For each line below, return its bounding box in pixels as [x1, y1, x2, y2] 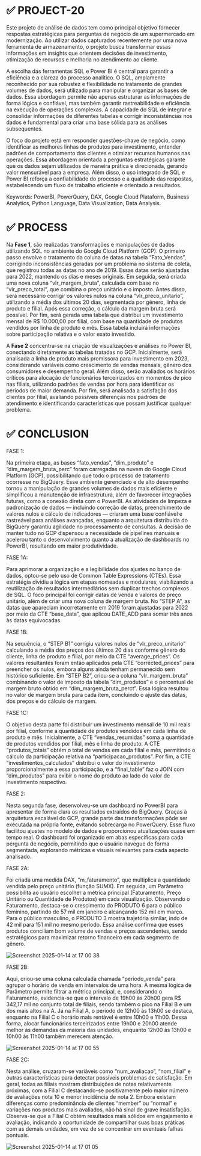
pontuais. [6, 1131, 29, 1139]
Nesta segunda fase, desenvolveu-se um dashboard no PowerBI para [6, 802, 178, 809]
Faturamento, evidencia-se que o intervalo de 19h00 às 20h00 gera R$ [6, 994, 182, 1001]
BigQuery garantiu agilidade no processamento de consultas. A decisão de [6, 523, 191, 530]
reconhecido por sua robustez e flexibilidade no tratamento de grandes [6, 80, 182, 87]
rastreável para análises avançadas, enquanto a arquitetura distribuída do [6, 516, 188, 524]
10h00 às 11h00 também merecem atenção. [6, 1033, 114, 1040]
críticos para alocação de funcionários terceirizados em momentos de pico [6, 374, 192, 381]
